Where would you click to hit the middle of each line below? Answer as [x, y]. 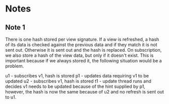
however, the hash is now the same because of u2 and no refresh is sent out [84, 92]
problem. [15, 66]
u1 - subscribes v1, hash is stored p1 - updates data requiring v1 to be [77, 76]
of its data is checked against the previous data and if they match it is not [81, 45]
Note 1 [15, 27]
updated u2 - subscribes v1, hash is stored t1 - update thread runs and [78, 81]
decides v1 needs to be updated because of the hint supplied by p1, [75, 86]
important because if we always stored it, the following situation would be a [84, 61]
